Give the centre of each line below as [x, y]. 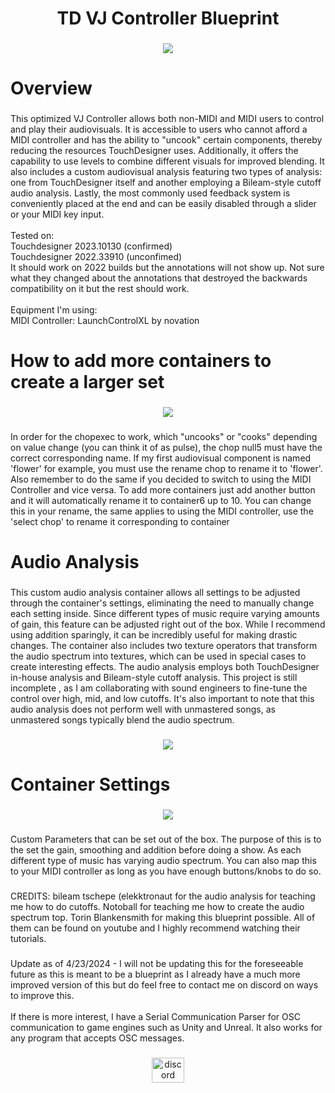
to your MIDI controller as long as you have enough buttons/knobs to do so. [166, 871]
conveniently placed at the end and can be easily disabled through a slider [163, 204]
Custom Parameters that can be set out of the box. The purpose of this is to [166, 839]
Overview [51, 88]
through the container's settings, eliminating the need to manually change [162, 603]
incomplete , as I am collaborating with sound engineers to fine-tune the [159, 688]
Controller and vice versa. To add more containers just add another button [163, 490]
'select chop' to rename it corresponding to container [120, 522]
